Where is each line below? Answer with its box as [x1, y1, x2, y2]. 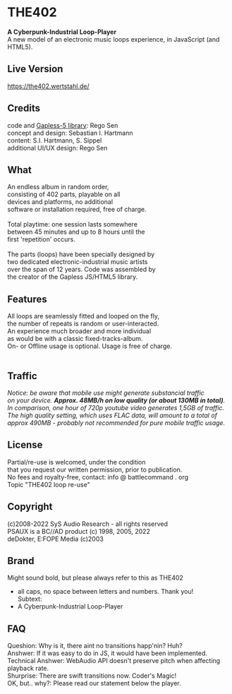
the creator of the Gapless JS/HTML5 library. [7, 273, 138, 281]
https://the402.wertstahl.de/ [7, 82, 90, 90]
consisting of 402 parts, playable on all [7, 190, 121, 198]
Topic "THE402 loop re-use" [7, 480, 90, 489]
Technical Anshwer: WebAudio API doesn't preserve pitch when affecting [7, 657, 221, 665]
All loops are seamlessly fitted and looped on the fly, [7, 312, 160, 321]
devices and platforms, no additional [7, 198, 114, 206]
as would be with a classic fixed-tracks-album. [7, 335, 143, 343]
